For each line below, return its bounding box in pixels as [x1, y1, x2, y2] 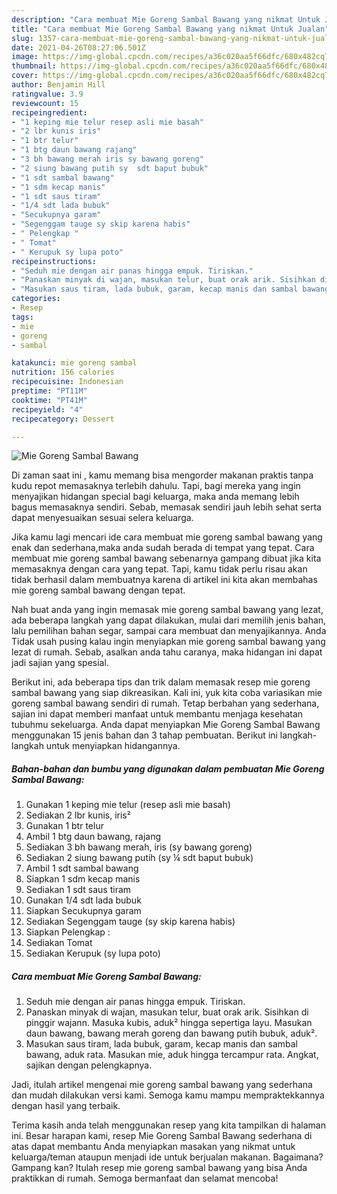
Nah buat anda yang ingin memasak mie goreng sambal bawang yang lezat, [11, 604, 324, 616]
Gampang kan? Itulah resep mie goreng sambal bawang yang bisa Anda [11, 1162, 308, 1174]
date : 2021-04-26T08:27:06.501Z [11, 42, 146, 53]
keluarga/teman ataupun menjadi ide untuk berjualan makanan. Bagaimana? [11, 1151, 324, 1163]
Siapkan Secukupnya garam [25, 905, 142, 917]
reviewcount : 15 [11, 98, 79, 108]
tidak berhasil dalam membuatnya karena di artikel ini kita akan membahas [11, 574, 318, 586]
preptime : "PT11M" [11, 386, 88, 396]
